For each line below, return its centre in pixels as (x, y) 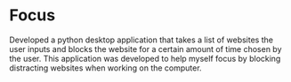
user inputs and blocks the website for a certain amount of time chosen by (145, 48)
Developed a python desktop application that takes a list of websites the (141, 40)
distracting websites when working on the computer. (105, 68)
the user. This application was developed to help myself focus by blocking (145, 58)
